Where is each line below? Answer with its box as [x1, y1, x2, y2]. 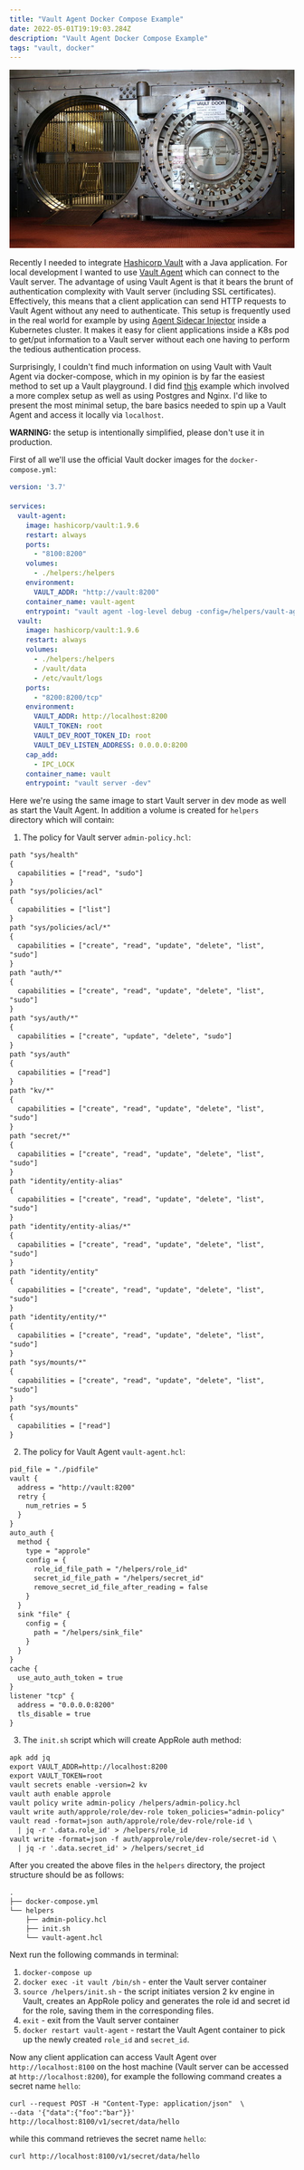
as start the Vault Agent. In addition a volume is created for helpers [9, 805, 260, 815]
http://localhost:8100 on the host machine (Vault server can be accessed [9, 2061, 290, 2072]
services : [9, 502, 47, 511]
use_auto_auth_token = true [17, 1673, 124, 1683]
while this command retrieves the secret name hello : [9, 2134, 206, 2145]
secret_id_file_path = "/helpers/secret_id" [33, 1574, 204, 1583]
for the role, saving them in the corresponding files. [22, 2005, 214, 2016]
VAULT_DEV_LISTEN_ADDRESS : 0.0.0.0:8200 [33, 740, 188, 749]
